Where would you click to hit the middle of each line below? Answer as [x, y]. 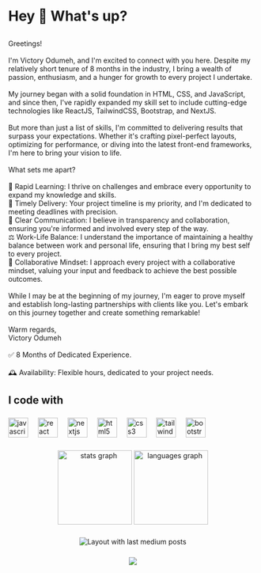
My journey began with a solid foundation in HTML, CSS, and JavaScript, [127, 93]
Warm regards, [32, 329]
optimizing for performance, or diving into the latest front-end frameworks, [130, 144]
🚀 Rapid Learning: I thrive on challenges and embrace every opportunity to [130, 186]
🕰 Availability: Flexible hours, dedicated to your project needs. [111, 372]
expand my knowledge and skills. [62, 195]
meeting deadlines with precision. [63, 211]
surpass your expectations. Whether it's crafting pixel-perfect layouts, [123, 136]
